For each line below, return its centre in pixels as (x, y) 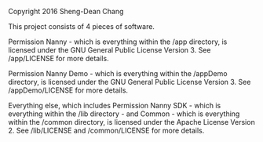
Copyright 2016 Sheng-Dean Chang (66, 11)
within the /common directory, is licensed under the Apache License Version (131, 122)
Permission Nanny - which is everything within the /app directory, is (118, 42)
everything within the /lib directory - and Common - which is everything (124, 114)
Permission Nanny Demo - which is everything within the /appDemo (118, 73)
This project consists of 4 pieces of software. (82, 26)
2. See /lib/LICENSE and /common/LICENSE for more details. (106, 130)
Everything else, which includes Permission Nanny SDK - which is (115, 106)
